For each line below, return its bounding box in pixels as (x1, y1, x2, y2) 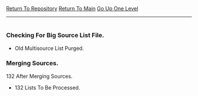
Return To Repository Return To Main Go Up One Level (6, 5, 138, 12)
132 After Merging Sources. (6, 72, 72, 80)
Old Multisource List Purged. (14, 44, 84, 52)
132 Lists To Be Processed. (14, 84, 81, 91)
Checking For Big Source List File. (6, 31, 104, 39)
